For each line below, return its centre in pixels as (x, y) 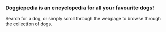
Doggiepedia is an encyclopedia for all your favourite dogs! (80, 8)
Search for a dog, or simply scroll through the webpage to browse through (83, 19)
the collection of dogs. (29, 24)
